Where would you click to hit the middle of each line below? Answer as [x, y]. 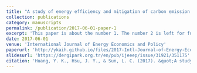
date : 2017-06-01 [27, 39]
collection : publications [38, 17]
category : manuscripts [34, 22]
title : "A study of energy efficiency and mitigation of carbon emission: [99, 11]
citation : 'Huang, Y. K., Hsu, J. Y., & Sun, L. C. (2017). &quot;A [91, 61]
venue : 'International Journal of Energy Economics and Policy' [86, 45]
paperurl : [18, 50]
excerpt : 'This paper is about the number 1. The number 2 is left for [95, 34]
